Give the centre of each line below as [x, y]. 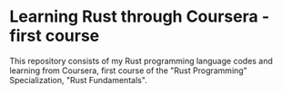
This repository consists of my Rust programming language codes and [141, 61]
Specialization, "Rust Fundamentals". [78, 80]
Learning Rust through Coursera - [140, 17]
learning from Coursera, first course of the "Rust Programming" [128, 70]
